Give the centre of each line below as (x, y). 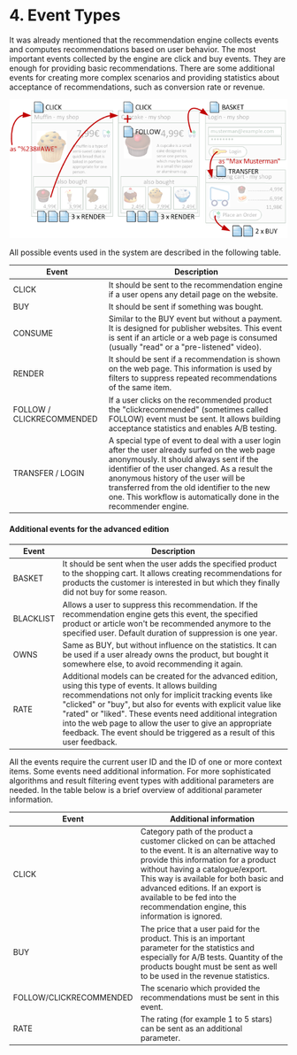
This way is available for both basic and (212, 879)
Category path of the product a (197, 832)
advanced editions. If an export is (201, 888)
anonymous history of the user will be (177, 478)
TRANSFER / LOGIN (49, 474)
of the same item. (140, 388)
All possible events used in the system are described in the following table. (145, 252)
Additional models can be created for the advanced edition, (170, 676)
